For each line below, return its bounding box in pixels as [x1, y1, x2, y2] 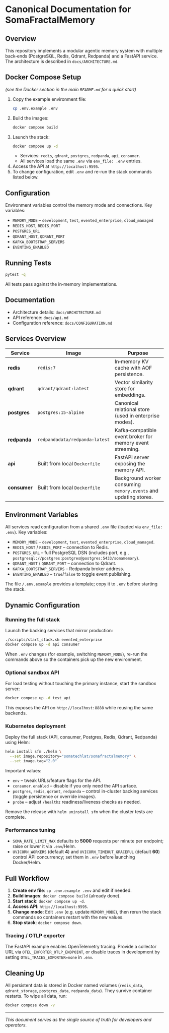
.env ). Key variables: [5, 529, 48, 535]
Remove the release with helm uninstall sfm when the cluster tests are [5, 808, 153, 815]
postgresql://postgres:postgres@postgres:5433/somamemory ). [12, 555, 140, 561]
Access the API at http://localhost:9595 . [12, 163, 100, 169]
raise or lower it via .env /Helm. [12, 843, 76, 849]
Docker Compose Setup [5, 73, 81, 82]
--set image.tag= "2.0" [10, 759, 57, 764]
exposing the [114, 460, 145, 467]
